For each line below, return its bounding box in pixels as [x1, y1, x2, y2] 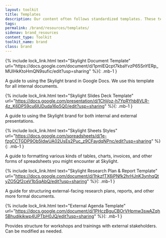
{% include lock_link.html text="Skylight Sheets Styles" [5, 127, 118, 134]
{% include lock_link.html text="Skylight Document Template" [5, 57, 131, 63]
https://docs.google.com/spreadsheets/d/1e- [15, 133, 107, 139]
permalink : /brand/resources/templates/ [5, 26, 90, 31]
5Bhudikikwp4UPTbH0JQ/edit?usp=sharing [5, 213, 94, 219]
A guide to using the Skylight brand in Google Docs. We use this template [5, 78, 154, 84]
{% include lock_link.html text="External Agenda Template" [5, 202, 126, 208]
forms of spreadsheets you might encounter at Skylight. [5, 158, 119, 164]
